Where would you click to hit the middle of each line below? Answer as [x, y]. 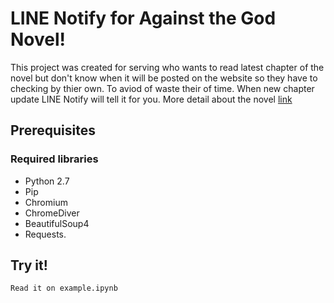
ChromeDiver [52, 213]
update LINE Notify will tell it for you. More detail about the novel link [151, 99]
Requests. [45, 234]
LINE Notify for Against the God [143, 18]
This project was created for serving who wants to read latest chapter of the [167, 67]
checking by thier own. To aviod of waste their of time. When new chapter [162, 88]
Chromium [46, 202]
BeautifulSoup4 [57, 223]
